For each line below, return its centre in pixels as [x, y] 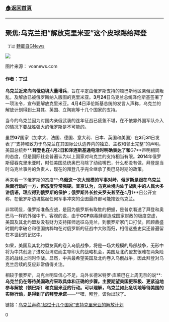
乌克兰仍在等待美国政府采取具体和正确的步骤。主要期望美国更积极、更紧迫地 [84, 282]
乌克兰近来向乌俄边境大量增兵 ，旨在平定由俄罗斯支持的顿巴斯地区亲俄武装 [82, 91]
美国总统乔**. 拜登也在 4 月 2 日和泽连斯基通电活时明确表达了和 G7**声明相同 [82, 150]
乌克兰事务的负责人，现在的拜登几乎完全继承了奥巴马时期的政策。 [78, 169]
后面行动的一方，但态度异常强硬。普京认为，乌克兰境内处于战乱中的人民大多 [84, 186]
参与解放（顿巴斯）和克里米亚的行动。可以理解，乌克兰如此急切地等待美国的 [84, 288]
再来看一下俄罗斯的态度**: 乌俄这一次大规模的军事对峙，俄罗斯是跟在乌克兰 [83, 180]
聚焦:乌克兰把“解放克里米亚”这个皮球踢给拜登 [76, 33]
